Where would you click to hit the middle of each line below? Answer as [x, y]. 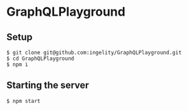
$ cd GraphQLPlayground [40, 59]
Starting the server [48, 85]
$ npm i [17, 65]
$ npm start [23, 101]
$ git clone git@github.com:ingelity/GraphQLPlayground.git [94, 52]
